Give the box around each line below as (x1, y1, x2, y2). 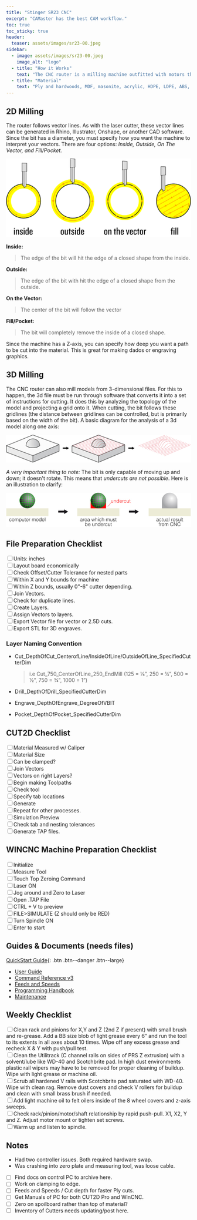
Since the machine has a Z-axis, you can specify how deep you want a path (6, 341, 189, 348)
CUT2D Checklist (6, 728, 70, 738)
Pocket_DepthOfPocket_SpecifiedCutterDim (14, 711, 121, 718)
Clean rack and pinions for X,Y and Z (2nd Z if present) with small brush (13, 1026, 186, 1033)
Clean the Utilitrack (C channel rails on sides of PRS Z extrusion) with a (13, 1052, 185, 1059)
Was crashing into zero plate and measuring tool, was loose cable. (14, 1162, 175, 1169)
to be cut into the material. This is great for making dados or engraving (6, 347, 177, 354)
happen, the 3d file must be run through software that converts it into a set (6, 391, 186, 399)
